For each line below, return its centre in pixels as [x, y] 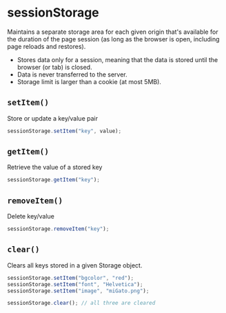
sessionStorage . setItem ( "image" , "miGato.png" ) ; [78, 291]
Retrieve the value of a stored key [55, 168]
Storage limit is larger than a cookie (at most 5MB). [89, 81]
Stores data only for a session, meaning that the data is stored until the [117, 59]
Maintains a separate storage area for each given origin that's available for [113, 32]
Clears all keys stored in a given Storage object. [75, 265]
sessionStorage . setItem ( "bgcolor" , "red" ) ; [71, 278]
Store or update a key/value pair [53, 118]
